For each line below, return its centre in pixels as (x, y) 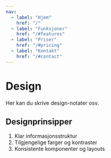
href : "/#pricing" (39, 46)
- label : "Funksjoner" (39, 29)
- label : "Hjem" (31, 17)
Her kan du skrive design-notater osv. (52, 103)
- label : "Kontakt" (35, 51)
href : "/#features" (41, 34)
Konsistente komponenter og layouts (60, 149)
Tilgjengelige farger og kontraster (55, 142)
